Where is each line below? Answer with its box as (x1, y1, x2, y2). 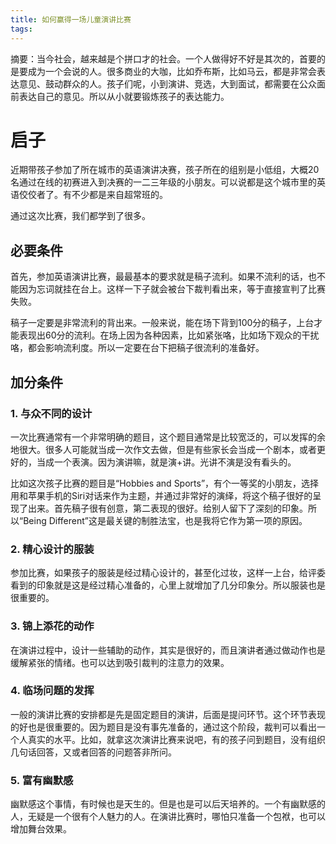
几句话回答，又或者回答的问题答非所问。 (10, 746, 177, 758)
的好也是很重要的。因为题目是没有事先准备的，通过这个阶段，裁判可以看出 (10, 721, 317, 733)
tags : (10, 24, 33, 34)
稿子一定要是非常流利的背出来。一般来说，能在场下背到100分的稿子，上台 (10, 317, 315, 329)
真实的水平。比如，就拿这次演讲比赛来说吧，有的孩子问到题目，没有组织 (27, 733, 326, 745)
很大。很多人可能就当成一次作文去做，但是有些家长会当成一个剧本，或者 (18, 443, 317, 455)
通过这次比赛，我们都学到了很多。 (10, 210, 151, 222)
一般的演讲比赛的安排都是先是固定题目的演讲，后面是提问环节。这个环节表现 (10, 708, 326, 720)
